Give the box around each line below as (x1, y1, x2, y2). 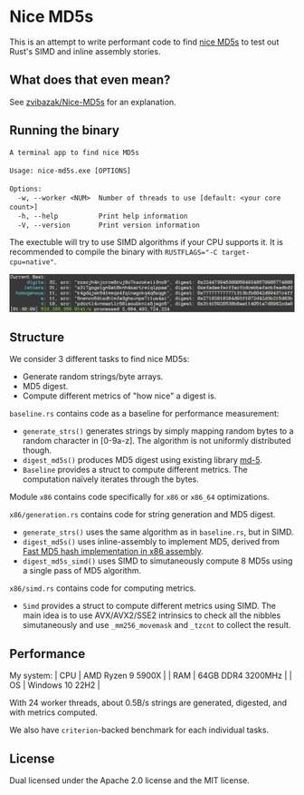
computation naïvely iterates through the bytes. (22, 474, 199, 485)
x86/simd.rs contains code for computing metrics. (9, 583, 196, 594)
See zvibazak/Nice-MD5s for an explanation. (9, 96, 176, 107)
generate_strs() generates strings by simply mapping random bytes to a (22, 426, 294, 437)
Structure (9, 329, 65, 345)
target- (221, 248, 251, 257)
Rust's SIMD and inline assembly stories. (9, 45, 161, 56)
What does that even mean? (9, 73, 171, 88)
